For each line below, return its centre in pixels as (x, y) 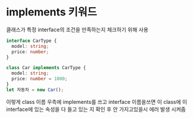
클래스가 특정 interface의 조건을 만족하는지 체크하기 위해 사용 (77, 29)
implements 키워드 (52, 12)
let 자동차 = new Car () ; (35, 90)
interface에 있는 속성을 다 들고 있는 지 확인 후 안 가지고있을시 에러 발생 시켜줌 (96, 109)
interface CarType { (32, 41)
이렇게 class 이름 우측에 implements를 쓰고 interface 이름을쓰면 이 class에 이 (97, 101)
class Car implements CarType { (46, 68)
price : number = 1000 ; (39, 79)
